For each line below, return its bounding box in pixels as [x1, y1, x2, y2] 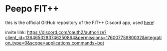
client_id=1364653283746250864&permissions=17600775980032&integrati [5, 34, 162, 40]
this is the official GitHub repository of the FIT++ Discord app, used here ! [5, 19, 155, 25]
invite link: [5, 29, 26, 35]
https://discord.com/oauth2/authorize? [26, 29, 107, 35]
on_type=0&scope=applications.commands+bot [5, 39, 105, 45]
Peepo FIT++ [5, 3, 59, 14]
